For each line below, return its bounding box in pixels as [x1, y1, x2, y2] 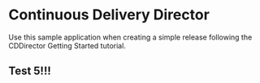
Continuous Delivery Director [8, 6, 210, 24]
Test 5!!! [8, 64, 51, 78]
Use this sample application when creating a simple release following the [8, 32, 253, 42]
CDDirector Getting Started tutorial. [8, 40, 126, 50]
